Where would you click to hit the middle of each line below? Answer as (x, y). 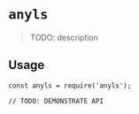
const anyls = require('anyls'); (70, 86)
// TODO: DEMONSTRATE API (56, 101)
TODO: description (64, 37)
